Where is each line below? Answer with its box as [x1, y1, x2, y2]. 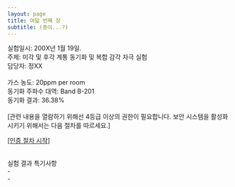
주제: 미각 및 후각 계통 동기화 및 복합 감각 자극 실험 [7, 53, 147, 61]
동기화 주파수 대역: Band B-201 [7, 87, 95, 96]
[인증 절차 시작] [7, 137, 51, 145]
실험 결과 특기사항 [7, 159, 57, 168]
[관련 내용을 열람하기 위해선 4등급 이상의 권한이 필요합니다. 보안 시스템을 [7, 112, 209, 121]
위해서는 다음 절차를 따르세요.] [26, 122, 110, 130]
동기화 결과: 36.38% [7, 96, 65, 105]
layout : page [7, 10, 46, 18]
